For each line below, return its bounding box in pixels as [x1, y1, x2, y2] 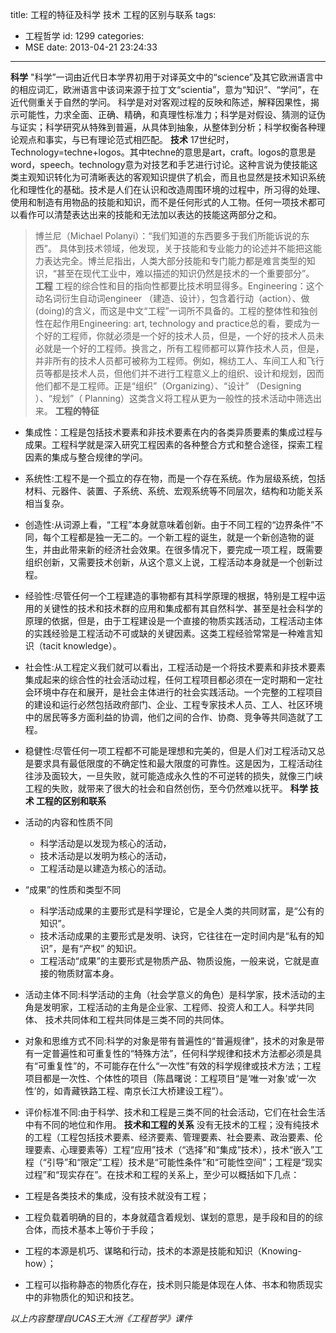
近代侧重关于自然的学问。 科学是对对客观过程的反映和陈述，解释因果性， [10, 96, 311, 108]
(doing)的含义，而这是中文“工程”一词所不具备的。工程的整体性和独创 [34, 305, 318, 317]
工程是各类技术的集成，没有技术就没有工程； [24, 1190, 210, 1202]
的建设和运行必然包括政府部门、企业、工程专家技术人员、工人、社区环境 [24, 699, 323, 710]
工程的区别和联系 [36, 795, 107, 807]
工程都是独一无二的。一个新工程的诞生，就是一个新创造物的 [59, 531, 306, 543]
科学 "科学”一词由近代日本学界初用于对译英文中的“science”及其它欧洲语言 [10, 71, 315, 83]
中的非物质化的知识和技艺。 [24, 1291, 140, 1303]
